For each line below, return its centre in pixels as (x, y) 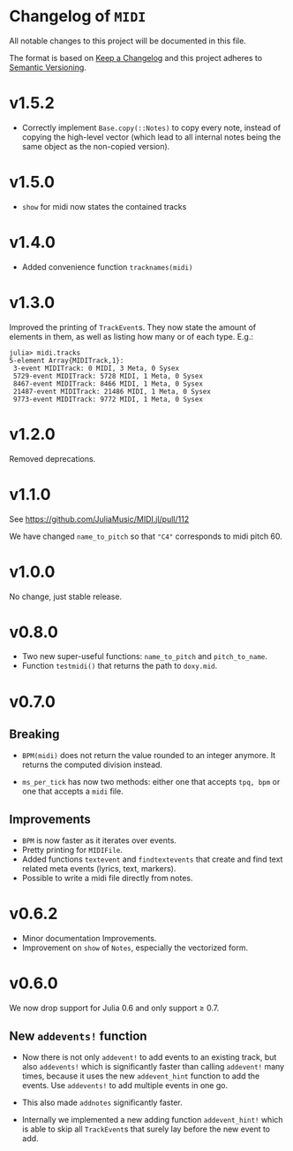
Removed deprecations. (53, 458)
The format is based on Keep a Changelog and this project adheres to (136, 58)
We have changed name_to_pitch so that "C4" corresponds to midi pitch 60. (146, 536)
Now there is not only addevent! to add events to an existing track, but (149, 1057)
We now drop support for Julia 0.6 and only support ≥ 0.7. (114, 1008)
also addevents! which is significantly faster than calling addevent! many (153, 1066)
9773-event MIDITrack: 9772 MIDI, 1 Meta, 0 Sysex (108, 399)
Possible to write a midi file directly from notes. (107, 879)
